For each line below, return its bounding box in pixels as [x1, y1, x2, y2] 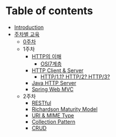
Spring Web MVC [31, 86, 74, 93]
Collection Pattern [31, 118, 76, 125]
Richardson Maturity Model [31, 105, 98, 113]
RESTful [31, 99, 51, 106]
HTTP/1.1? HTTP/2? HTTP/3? [40, 73, 110, 80]
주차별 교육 [14, 31, 40, 38]
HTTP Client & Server [31, 67, 84, 74]
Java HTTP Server [31, 79, 77, 86]
